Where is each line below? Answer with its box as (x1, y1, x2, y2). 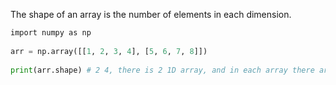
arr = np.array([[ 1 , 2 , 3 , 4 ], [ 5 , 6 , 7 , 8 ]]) (10, 46, 208, 56)
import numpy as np (10, 28, 92, 38)
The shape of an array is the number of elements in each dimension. (10, 9, 292, 20)
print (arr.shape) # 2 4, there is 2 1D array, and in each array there (10, 65, 315, 75)
